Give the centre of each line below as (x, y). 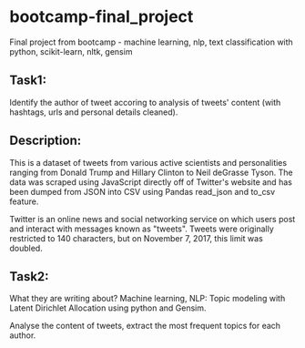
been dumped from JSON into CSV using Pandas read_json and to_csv (142, 191)
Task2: (29, 276)
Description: (46, 141)
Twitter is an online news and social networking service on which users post (152, 219)
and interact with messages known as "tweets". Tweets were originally (142, 229)
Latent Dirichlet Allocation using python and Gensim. (108, 308)
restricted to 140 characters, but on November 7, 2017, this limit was (137, 238)
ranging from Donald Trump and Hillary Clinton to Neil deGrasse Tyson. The (151, 172)
